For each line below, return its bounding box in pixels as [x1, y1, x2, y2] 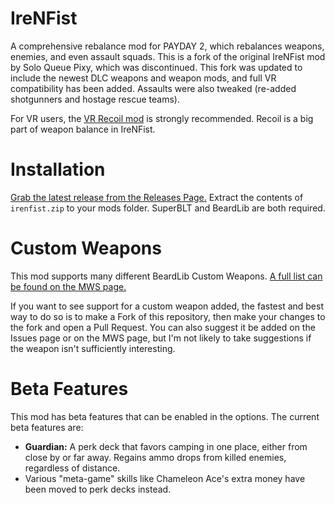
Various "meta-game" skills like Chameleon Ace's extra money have [24, 472, 306, 484]
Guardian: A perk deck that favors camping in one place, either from [24, 440, 308, 452]
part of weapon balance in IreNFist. [10, 123, 156, 135]
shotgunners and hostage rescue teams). [10, 93, 180, 105]
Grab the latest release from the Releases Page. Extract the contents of [10, 191, 304, 203]
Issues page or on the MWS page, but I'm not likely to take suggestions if [10, 332, 312, 344]
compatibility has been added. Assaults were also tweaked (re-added [10, 82, 297, 94]
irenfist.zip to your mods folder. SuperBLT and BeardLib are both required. [10, 202, 326, 214]
